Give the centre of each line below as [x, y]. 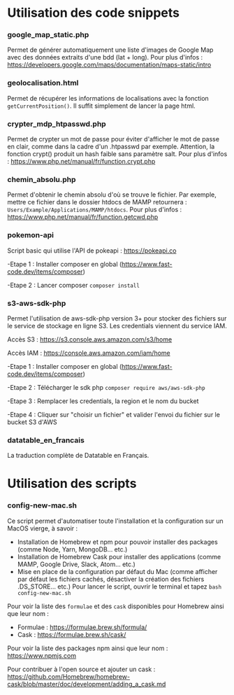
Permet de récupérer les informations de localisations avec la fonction [108, 98]
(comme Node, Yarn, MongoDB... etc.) [72, 549]
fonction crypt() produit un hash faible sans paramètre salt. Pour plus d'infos [117, 154]
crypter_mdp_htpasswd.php [57, 124]
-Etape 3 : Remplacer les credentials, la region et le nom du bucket [103, 401]
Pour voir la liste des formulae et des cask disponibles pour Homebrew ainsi [116, 606]
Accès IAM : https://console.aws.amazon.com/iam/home [89, 353]
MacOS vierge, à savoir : [43, 528]
